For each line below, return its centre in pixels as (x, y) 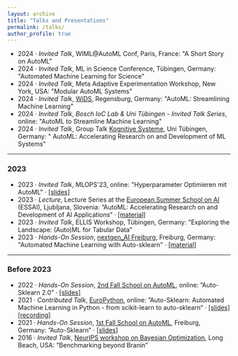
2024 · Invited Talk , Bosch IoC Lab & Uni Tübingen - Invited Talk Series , (122, 114)
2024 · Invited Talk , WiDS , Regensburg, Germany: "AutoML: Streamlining (124, 99)
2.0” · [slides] (61, 292)
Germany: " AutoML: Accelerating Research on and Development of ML (122, 137)
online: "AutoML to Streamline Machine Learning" (90, 122)
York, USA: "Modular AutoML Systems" (75, 91)
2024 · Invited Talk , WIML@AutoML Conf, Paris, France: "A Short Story (121, 54)
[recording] (34, 315)
